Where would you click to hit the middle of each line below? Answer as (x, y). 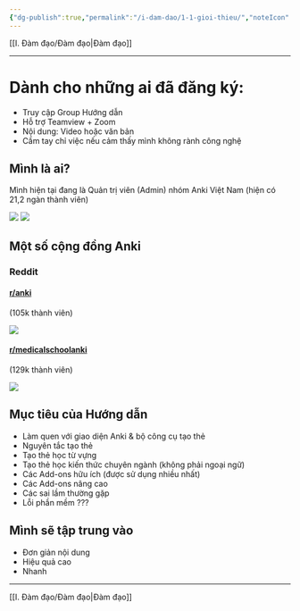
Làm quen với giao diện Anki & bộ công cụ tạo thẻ (113, 436)
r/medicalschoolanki (48, 350)
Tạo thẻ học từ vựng (59, 455)
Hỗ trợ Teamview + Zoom (69, 121)
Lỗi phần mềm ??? (55, 502)
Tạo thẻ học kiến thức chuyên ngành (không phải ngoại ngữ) (133, 465)
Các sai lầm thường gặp (66, 493)
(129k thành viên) (41, 370)
